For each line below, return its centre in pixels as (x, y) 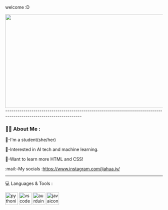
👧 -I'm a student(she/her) (31, 140)
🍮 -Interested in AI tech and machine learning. (52, 149)
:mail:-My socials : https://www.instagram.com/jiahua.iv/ (62, 169)
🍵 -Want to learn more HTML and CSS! (44, 159)
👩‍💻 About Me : (23, 128)
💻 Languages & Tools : (29, 183)
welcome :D (17, 7)
